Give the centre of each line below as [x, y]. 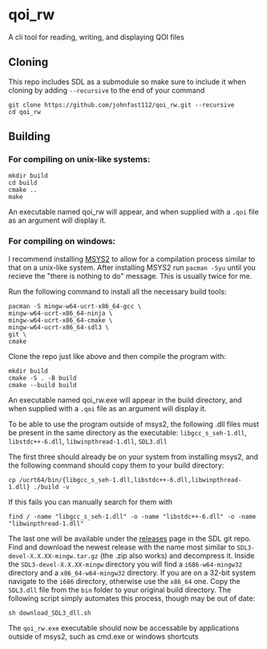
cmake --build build [43, 385]
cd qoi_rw [25, 112]
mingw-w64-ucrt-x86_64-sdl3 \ [59, 327]
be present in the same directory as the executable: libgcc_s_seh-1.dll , [127, 432]
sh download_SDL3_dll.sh [50, 613]
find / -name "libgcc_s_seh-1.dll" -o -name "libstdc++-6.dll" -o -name [132, 516]
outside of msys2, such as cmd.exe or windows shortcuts [103, 636]
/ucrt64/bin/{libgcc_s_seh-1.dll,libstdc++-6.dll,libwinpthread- [130, 480]
